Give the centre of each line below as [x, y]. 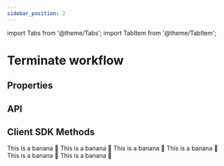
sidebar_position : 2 [37, 13]
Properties [30, 86]
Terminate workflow [66, 60]
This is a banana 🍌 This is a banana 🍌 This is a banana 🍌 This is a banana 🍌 [113, 148]
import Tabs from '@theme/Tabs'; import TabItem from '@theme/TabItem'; [112, 33]
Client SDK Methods [51, 132]
